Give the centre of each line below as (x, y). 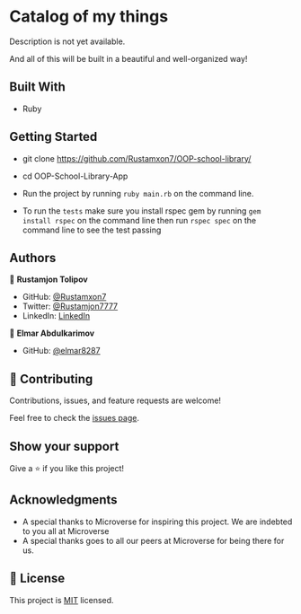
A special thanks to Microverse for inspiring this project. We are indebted (157, 522)
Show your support (64, 446)
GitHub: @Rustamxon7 (64, 297)
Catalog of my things (89, 17)
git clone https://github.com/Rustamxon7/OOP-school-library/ (137, 158)
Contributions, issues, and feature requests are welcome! (115, 400)
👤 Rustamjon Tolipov (49, 279)
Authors (33, 258)
